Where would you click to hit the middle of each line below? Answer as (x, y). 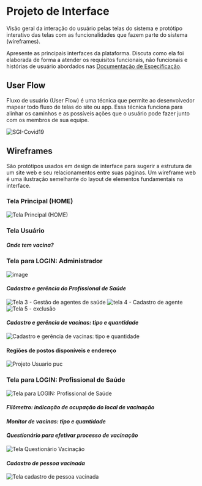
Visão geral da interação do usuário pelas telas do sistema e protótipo (94, 28)
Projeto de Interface (58, 11)
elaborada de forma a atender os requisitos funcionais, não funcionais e (97, 60)
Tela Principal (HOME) (40, 201)
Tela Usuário (25, 230)
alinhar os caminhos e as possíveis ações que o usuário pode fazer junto (98, 113)
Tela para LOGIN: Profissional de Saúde (66, 380)
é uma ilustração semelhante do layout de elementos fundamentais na (95, 179)
